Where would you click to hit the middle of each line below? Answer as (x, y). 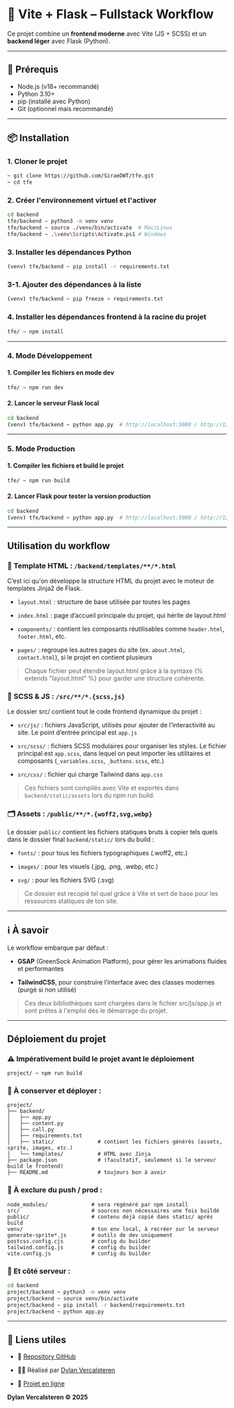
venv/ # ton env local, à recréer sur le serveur (113, 1229)
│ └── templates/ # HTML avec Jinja (79, 1154)
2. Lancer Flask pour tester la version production (79, 496)
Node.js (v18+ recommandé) (58, 86)
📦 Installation (38, 138)
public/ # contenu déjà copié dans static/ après (110, 1217)
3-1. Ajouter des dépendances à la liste (74, 284)
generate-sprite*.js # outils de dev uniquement (90, 1235)
